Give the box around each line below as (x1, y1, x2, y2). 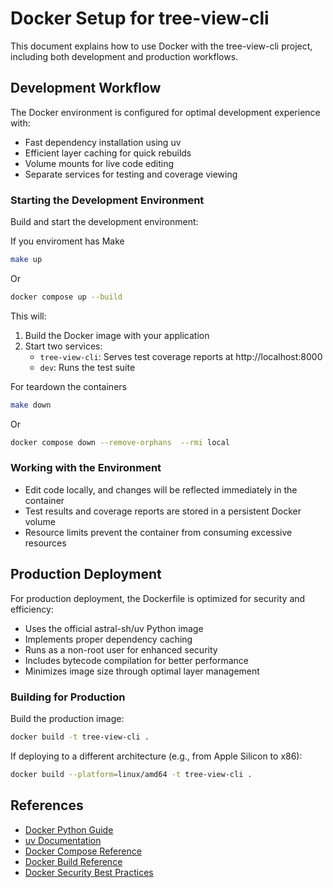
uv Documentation (24, 834, 102, 846)
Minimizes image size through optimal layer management (24, 665, 260, 677)
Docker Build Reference (24, 855, 123, 867)
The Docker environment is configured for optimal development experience (10, 106, 321, 118)
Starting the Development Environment (10, 193, 205, 207)
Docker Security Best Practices (24, 866, 154, 878)
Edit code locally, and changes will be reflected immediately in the (24, 483, 298, 496)
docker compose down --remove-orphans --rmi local (10, 437, 230, 447)
